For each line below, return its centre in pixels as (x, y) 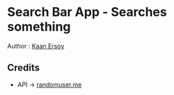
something (39, 27)
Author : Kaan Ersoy (36, 46)
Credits (24, 68)
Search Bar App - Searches (87, 12)
